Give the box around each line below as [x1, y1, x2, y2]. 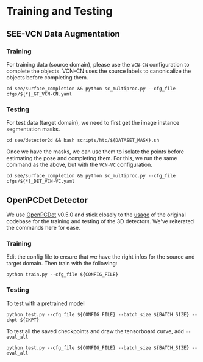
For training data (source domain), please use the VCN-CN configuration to [6, 61, 190, 68]
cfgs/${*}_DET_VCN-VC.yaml [6, 179, 75, 185]
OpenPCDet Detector [6, 194, 88, 205]
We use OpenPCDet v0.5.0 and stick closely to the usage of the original [6, 211, 186, 218]
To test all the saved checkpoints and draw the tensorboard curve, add [6, 327, 185, 334]
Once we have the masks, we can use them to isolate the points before [6, 148, 185, 155]
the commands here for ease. [6, 224, 80, 231]
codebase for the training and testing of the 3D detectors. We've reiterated [6, 217, 194, 224]
